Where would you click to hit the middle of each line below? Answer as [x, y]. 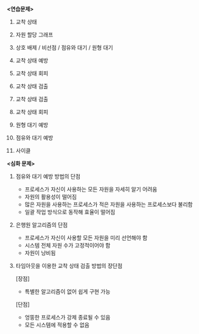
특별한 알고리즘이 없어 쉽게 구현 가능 [67, 292]
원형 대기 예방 [32, 125]
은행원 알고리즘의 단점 [42, 225]
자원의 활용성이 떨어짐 [51, 197]
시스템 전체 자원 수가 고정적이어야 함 [67, 245]
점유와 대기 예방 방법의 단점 [48, 176]
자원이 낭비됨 [40, 253]
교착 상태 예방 [32, 60]
